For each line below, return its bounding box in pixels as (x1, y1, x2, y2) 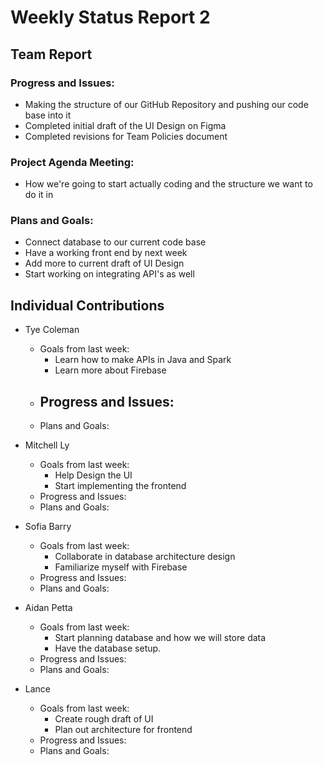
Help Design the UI (54, 469, 133, 481)
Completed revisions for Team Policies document (24, 130, 228, 142)
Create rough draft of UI (54, 713, 154, 725)
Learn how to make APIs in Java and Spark (54, 354, 232, 366)
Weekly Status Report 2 (10, 6, 211, 29)
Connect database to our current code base (24, 236, 207, 248)
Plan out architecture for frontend (54, 724, 193, 736)
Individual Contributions (10, 297, 165, 314)
